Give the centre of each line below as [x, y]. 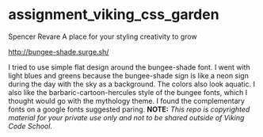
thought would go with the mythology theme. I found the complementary [127, 101]
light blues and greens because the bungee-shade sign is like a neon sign [129, 75]
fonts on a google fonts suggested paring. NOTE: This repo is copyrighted [129, 109]
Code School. [30, 126]
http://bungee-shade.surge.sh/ [59, 51]
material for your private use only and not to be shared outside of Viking [126, 117]
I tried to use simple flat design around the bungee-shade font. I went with [130, 67]
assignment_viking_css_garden [114, 15]
